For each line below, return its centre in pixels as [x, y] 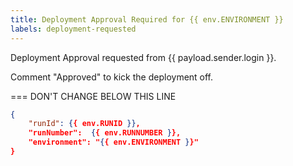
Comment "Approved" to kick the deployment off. [112, 77]
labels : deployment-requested [73, 29]
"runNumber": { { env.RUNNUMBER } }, [105, 133]
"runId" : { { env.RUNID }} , [84, 124]
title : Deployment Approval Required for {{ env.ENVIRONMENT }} [147, 19]
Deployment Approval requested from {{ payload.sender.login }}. [143, 57]
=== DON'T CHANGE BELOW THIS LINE [93, 96]
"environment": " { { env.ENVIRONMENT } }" [113, 142]
